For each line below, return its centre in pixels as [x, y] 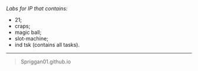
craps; [22, 26]
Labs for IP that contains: [37, 9]
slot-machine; [32, 38]
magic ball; [28, 32]
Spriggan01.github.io [46, 62]
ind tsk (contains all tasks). [47, 45]
